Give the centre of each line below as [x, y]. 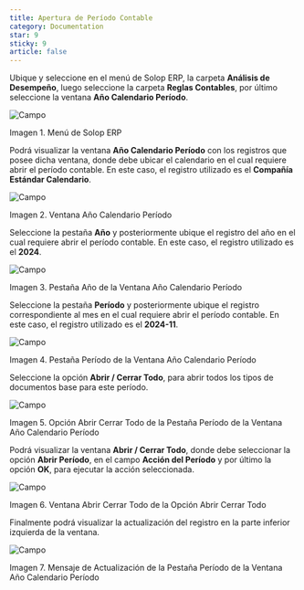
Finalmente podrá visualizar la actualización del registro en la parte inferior [150, 522]
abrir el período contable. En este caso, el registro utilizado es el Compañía [152, 170]
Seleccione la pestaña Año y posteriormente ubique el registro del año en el [152, 233]
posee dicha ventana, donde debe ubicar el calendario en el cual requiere [148, 160]
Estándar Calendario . [50, 180]
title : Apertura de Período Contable [81, 18]
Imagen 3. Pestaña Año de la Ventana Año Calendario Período [126, 288]
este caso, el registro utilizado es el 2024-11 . [94, 324]
